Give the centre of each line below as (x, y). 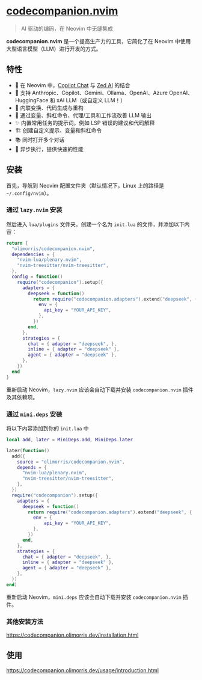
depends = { (32, 467)
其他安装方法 (25, 622)
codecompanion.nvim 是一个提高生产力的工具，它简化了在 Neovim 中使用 (99, 41)
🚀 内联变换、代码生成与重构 (49, 108)
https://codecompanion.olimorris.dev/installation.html (72, 635)
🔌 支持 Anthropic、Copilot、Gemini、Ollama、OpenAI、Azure (91, 93)
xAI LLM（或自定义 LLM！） (91, 100)
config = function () (37, 277)
